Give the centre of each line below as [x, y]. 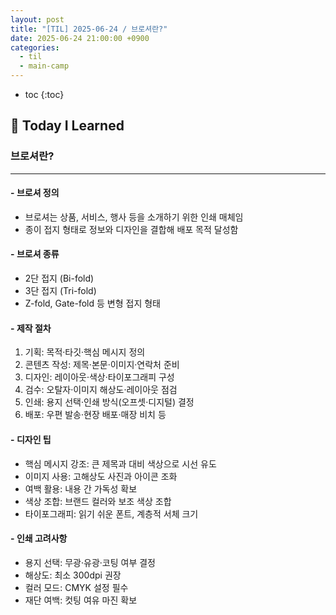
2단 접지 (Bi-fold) [59, 278]
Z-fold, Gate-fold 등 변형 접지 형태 [92, 303]
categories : [35, 47]
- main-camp [44, 66]
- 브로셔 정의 [35, 193]
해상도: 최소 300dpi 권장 [73, 575]
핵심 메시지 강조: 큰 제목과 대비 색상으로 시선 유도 [120, 463]
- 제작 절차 [31, 328]
